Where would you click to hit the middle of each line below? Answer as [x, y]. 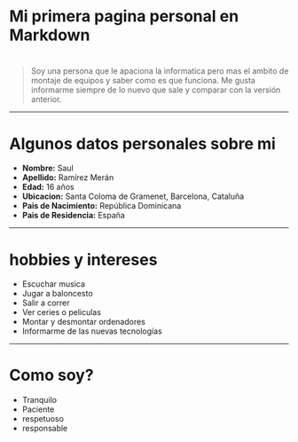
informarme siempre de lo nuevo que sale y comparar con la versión [156, 90]
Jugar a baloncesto [57, 294]
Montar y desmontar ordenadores [84, 322]
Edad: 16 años [48, 187]
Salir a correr [46, 303]
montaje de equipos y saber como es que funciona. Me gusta [143, 81]
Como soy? [52, 375]
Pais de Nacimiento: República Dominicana [102, 206]
